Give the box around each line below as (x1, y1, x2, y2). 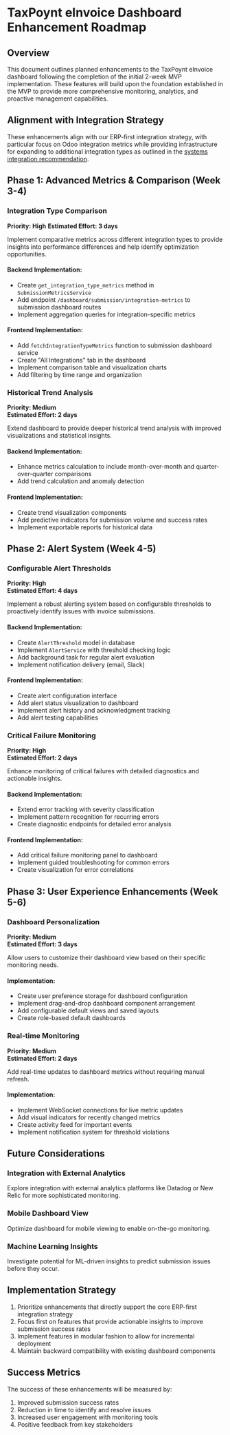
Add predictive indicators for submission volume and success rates (16, 516, 208, 524)
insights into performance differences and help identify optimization (7, 243, 199, 251)
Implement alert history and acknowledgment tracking (16, 706, 170, 714)
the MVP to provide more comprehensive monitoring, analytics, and (7, 88, 198, 95)
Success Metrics (7, 1367, 81, 1378)
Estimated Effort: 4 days (7, 587, 78, 595)
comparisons (54, 470, 92, 478)
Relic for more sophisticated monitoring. (7, 1191, 121, 1200)
